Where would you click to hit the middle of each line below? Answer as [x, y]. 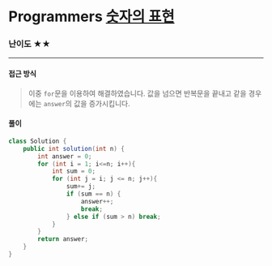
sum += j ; [81, 187]
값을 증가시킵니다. [102, 103]
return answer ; [63, 239]
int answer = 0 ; [65, 156]
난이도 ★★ [30, 44]
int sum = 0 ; [73, 171]
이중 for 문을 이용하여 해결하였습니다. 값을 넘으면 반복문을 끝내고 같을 [137, 93]
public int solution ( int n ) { [74, 148]
